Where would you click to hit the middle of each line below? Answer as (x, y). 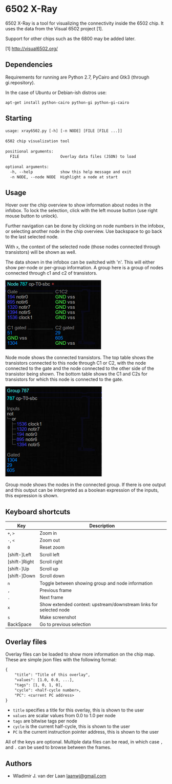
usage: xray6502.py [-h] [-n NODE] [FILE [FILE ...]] (64, 131)
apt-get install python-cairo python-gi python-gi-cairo (67, 102)
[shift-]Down (21, 576)
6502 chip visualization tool (38, 141)
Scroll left (50, 554)
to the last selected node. (32, 237)
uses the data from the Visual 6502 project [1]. (54, 28)
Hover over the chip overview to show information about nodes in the (78, 205)
